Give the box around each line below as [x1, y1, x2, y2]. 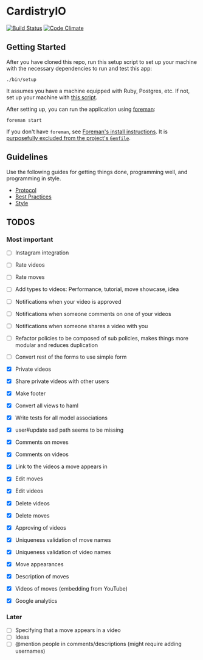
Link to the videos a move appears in [15, 463, 108, 470]
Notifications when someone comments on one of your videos [15, 310, 171, 317]
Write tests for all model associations [15, 414, 108, 421]
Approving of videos [15, 524, 67, 531]
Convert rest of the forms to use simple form [15, 353, 127, 360]
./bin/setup [6, 76, 36, 83]
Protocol [15, 186, 36, 194]
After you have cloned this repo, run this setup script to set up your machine [6, 58, 198, 65]
